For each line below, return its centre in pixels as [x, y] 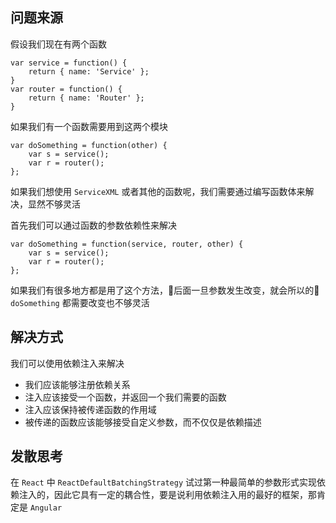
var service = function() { [69, 63]
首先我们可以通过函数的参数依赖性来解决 [93, 225]
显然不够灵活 [54, 204]
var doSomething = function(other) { [89, 145]
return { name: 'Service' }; [89, 71]
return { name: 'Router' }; [86, 98]
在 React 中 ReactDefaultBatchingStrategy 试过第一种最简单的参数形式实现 [163, 482]
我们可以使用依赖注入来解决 [67, 363]
